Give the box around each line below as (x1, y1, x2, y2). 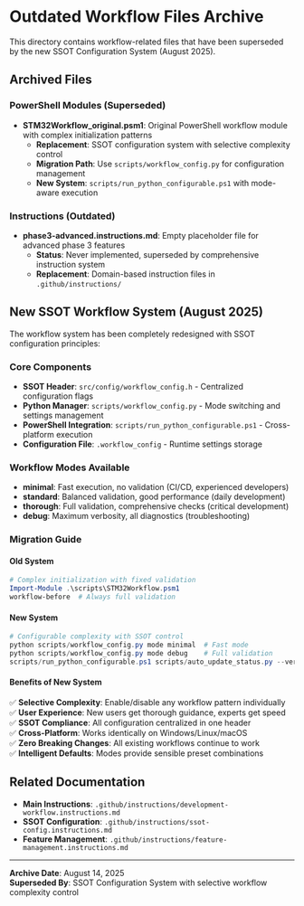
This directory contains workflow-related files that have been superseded (9, 36, 284, 47)
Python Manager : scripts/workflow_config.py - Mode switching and (22, 401, 280, 411)
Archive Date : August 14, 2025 (9, 867, 125, 878)
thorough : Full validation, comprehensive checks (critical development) (22, 501, 290, 512)
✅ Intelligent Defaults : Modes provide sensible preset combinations (9, 748, 264, 759)
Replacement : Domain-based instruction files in (35, 269, 215, 279)
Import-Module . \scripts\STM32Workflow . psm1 (9, 584, 180, 593)
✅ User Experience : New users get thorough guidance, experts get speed (9, 707, 287, 718)
